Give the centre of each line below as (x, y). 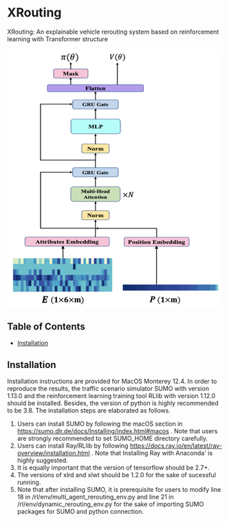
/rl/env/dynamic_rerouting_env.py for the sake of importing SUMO (110, 504)
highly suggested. (43, 460)
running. (29, 482)
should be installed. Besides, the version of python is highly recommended (113, 403)
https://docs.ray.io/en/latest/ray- (176, 446)
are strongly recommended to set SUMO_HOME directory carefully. (112, 439)
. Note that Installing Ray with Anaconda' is (152, 453)
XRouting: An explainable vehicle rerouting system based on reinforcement (113, 32)
